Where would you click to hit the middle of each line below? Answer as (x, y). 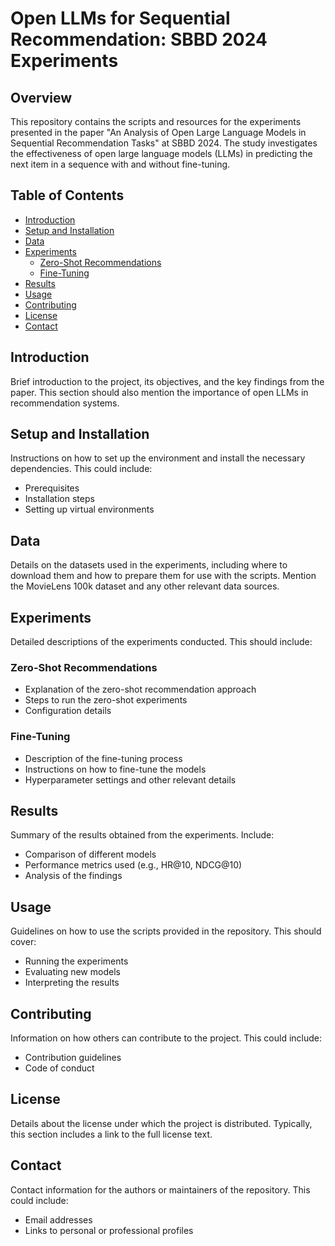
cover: (23, 942)
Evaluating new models (72, 972)
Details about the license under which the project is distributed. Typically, (161, 1123)
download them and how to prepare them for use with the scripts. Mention (163, 576)
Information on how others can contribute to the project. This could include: (166, 1038)
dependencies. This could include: (81, 469)
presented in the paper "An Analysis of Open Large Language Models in (158, 132)
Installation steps (59, 499)
